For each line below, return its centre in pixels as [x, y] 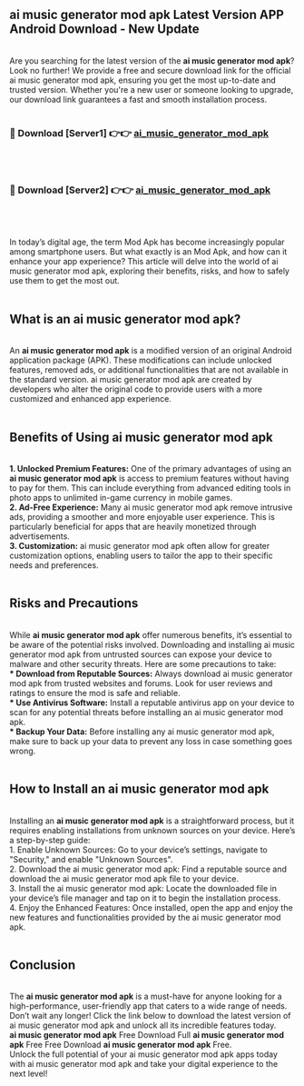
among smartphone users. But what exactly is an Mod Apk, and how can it [148, 252]
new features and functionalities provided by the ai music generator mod [145, 917]
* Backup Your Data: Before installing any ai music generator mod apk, [142, 732]
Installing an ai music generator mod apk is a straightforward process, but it [152, 821]
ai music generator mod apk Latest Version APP [147, 15]
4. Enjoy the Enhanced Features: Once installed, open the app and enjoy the [151, 907]
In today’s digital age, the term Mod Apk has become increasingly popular [147, 242]
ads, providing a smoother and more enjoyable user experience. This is [142, 517]
